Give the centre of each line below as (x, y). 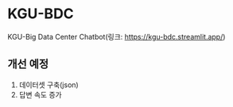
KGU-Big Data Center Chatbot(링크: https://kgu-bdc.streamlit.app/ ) (116, 36)
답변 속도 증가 (40, 94)
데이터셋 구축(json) (49, 85)
